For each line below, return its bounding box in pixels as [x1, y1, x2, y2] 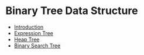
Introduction [13, 23, 44, 30]
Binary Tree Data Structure [5, 4, 138, 18]
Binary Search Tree [13, 42, 61, 49]
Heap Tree [13, 36, 40, 43]
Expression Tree [13, 29, 54, 36]
